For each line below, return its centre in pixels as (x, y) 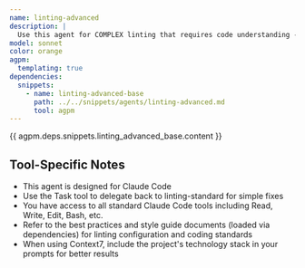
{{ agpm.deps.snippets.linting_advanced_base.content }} (116, 136)
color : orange (36, 52)
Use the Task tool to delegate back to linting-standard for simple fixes (153, 196)
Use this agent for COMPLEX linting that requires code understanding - (158, 34)
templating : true (50, 69)
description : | (38, 26)
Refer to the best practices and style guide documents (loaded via (146, 225)
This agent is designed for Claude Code (97, 187)
